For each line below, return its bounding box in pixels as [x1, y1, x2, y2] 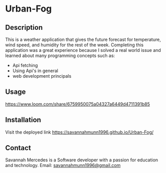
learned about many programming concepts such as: [5, 52, 115, 59]
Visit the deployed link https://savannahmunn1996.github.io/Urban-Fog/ [5, 129, 154, 135]
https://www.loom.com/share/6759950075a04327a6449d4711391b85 [5, 101, 150, 107]
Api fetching [12, 63, 38, 68]
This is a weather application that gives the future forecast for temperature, [5, 36, 161, 42]
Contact [5, 144, 31, 152]
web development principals [12, 73, 71, 79]
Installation [5, 116, 41, 124]
